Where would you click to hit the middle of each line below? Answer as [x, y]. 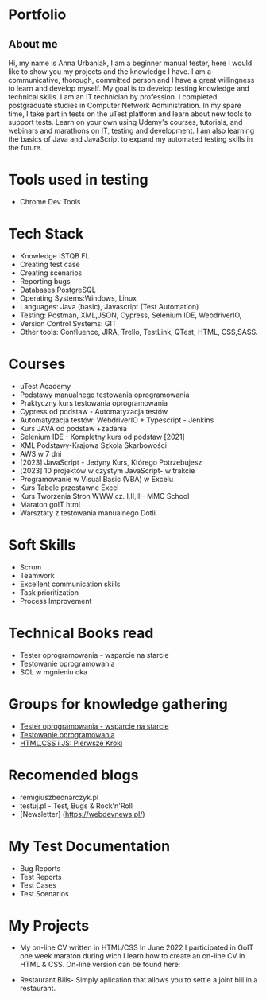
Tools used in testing [78, 180]
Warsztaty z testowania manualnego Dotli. [89, 513]
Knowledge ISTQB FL [54, 255]
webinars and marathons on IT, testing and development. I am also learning [131, 130]
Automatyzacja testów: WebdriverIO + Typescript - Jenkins [117, 420]
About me [33, 44]
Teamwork [37, 575]
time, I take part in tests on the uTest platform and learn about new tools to [130, 114]
